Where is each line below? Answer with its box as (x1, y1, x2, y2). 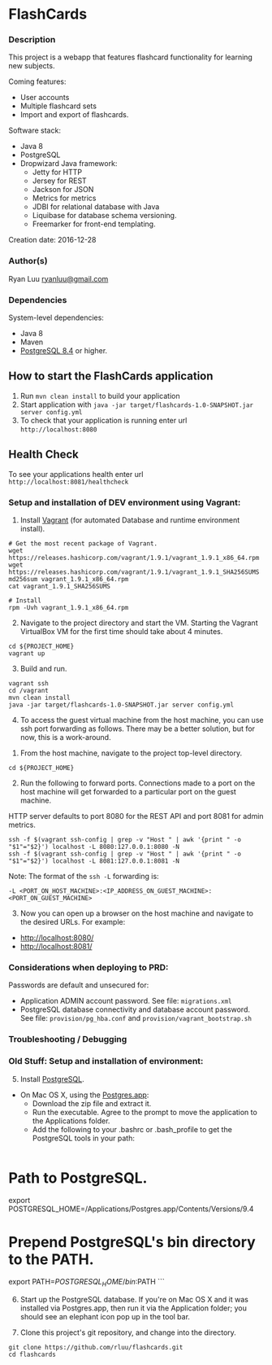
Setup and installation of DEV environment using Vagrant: (8, 497, 241, 508)
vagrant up (8, 650, 45, 658)
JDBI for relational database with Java (32, 202, 160, 212)
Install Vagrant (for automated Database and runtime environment (19, 515, 240, 525)
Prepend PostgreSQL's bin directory (8, 1232, 256, 1251)
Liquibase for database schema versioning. (32, 211, 177, 221)
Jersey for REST (32, 176, 87, 186)
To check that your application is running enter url (19, 415, 188, 425)
